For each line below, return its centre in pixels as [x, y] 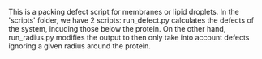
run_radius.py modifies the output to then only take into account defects [129, 37]
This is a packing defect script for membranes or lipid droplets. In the [124, 12]
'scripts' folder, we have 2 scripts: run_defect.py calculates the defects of [131, 20]
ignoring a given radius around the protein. [80, 46]
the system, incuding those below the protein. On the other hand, [117, 29]
